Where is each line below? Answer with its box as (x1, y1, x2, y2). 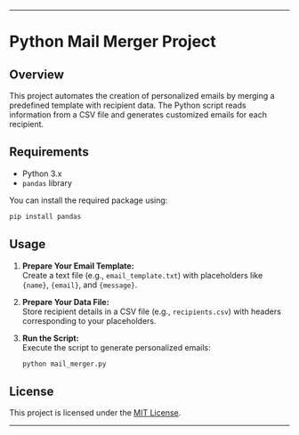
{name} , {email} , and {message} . (21, 279, 138, 290)
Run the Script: (21, 333, 79, 343)
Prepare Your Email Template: (21, 260, 135, 271)
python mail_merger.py (21, 359, 107, 368)
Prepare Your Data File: (21, 296, 109, 307)
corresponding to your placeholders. (21, 315, 157, 326)
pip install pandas (9, 212, 82, 221)
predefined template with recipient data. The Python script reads (9, 100, 246, 110)
